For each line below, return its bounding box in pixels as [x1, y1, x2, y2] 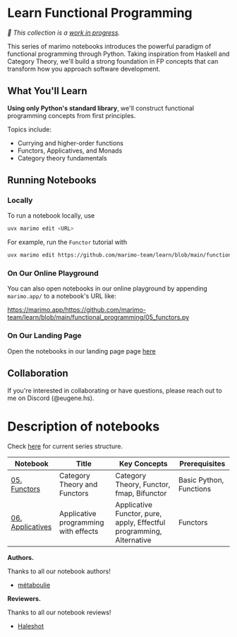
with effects [59, 526, 99, 536]
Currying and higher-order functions [17, 139, 123, 147]
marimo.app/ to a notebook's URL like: [7, 292, 116, 300]
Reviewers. [7, 594, 41, 602]
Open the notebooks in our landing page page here [7, 346, 157, 355]
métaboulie [17, 580, 51, 589]
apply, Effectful [115, 518, 166, 527]
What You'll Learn [7, 85, 87, 97]
